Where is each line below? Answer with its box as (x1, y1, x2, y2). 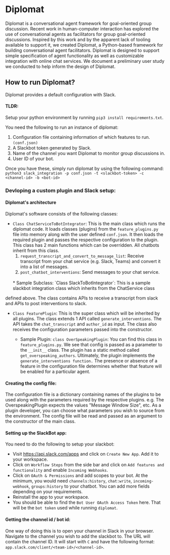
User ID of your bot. (12, 156, 54, 162)
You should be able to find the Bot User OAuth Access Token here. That (12, 499, 161, 505)
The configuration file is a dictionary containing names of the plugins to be (5, 391, 161, 397)
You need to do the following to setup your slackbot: (5, 441, 115, 447)
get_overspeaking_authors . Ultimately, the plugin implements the (20, 352, 155, 358)
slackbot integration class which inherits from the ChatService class (12, 285, 155, 291)
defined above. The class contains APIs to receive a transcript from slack (5, 295, 158, 301)
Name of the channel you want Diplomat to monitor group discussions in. (12, 150, 165, 156)
